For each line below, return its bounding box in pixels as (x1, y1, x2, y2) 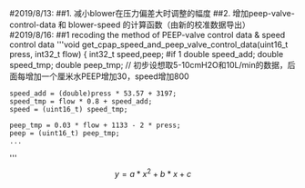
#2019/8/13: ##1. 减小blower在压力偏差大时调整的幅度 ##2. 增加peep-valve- (9, 8, 296, 18)
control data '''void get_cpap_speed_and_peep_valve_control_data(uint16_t (9, 39, 289, 50)
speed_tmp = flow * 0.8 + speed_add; (9, 97, 153, 106)
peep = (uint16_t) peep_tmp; (9, 129, 120, 138)
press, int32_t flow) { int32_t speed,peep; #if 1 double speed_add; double (9, 49, 284, 59)
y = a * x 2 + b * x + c (114, 167, 192, 179)
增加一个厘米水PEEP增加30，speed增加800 (25, 71, 189, 82)
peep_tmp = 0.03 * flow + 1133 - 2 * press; (9, 121, 181, 130)
